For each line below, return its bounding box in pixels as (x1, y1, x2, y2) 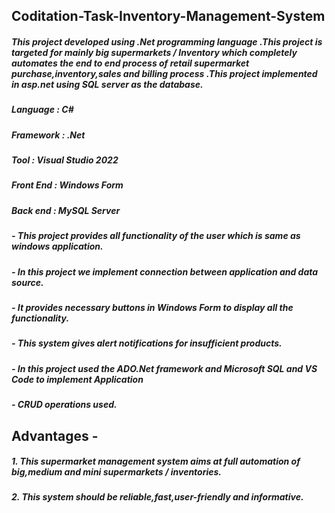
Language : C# (11, 104, 74, 116)
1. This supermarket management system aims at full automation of (11, 455, 301, 468)
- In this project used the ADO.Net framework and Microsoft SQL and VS (11, 362, 318, 374)
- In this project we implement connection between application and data (11, 265, 319, 278)
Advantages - (11, 427, 99, 444)
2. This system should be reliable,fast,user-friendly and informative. (11, 491, 304, 503)
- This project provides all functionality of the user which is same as (11, 230, 301, 242)
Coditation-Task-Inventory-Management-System (11, 8, 326, 25)
